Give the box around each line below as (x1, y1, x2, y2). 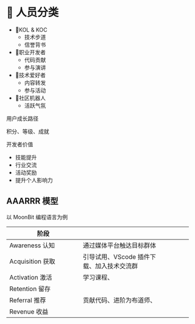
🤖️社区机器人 (15, 94, 46, 101)
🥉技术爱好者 (15, 71, 46, 79)
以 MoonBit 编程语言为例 (6, 213, 68, 220)
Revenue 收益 (9, 307, 49, 315)
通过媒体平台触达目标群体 (83, 241, 157, 250)
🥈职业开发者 (15, 48, 46, 55)
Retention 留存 (9, 284, 51, 293)
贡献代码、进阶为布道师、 (83, 296, 157, 305)
